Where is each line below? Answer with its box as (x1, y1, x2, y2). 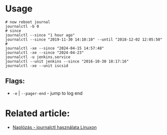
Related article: (5, 107, 70, 119)
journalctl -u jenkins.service (5, 54, 71, 59)
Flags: (5, 77, 25, 85)
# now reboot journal (5, 19, 51, 24)
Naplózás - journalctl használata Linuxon (12, 124, 97, 130)
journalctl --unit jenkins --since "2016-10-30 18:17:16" (5, 58, 129, 64)
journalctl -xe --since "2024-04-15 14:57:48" (5, 45, 104, 50)
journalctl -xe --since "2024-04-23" (5, 50, 84, 55)
